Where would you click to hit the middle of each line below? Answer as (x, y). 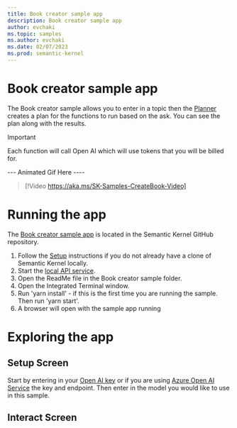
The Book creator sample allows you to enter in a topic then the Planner (112, 108)
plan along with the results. (47, 123)
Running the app (57, 214)
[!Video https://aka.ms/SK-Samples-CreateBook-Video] (105, 186)
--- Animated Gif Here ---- (46, 172)
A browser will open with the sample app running (89, 308)
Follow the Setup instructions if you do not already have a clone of (114, 256)
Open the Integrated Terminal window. (73, 285)
